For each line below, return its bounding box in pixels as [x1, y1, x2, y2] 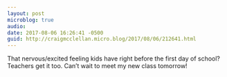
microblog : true [7, 16, 54, 23]
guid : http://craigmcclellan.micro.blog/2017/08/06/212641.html [7, 36, 197, 43]
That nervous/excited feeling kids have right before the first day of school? [7, 54, 220, 63]
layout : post [7, 10, 45, 17]
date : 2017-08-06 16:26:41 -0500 [7, 29, 104, 36]
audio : [7, 23, 26, 30]
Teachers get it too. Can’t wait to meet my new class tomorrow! [7, 62, 188, 70]
